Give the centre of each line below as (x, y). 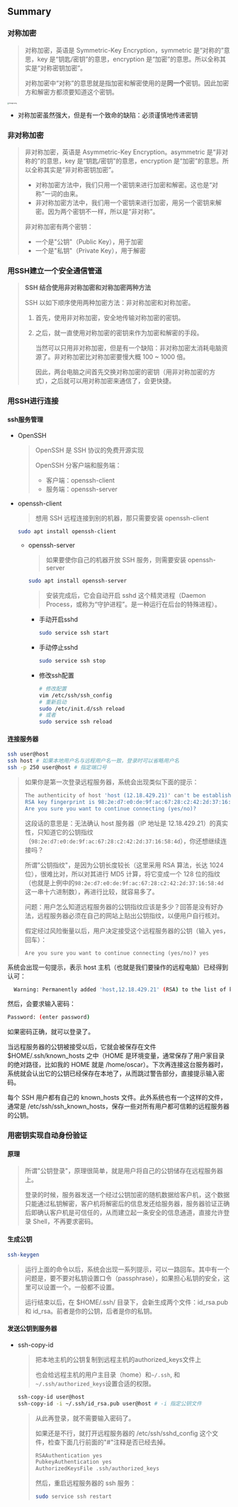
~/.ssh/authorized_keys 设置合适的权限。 (95, 1383)
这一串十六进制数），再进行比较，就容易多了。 (91, 891)
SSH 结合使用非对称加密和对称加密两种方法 (87, 288)
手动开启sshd (58, 620)
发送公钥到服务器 (32, 1329)
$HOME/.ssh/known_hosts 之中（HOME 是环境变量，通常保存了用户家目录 (116, 1056)
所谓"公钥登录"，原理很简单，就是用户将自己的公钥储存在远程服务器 (124, 1171)
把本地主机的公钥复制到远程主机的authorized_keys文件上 (118, 1359)
